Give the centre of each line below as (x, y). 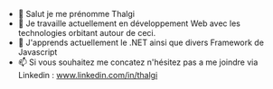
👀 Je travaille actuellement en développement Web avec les (129, 23)
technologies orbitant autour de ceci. (87, 33)
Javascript (38, 52)
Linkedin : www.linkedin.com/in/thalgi (88, 75)
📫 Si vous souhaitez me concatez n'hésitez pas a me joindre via (138, 62)
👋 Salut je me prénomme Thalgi (76, 14)
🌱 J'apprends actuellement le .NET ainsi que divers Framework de (141, 42)
